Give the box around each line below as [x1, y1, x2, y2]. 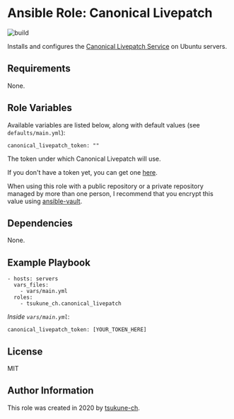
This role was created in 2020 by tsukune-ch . [7, 403, 140, 412]
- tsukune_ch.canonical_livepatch [20, 300, 122, 307]
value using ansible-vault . [7, 197, 83, 205]
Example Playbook [7, 256, 90, 268]
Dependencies [7, 217, 73, 229]
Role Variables [7, 102, 72, 114]
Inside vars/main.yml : [7, 313, 70, 321]
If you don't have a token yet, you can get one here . [7, 168, 158, 176]
